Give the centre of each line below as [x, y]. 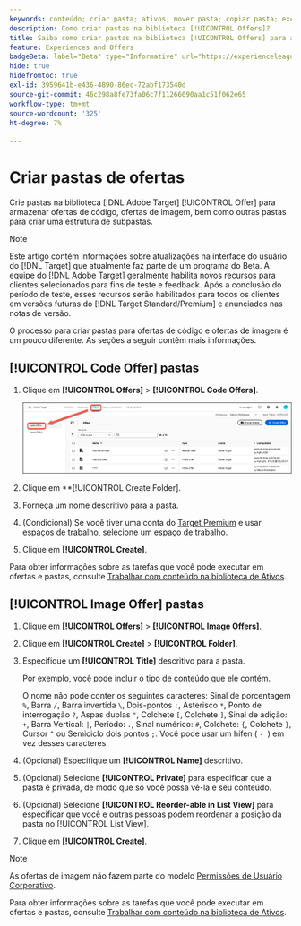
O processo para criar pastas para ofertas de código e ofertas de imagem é [149, 330]
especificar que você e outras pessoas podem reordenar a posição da [152, 814]
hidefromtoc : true [43, 76]
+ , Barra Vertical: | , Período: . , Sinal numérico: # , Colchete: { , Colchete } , [157, 724]
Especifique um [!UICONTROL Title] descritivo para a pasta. [133, 660]
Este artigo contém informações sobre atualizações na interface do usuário [148, 256]
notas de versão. [40, 313]
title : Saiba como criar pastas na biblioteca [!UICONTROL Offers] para [148, 38]
